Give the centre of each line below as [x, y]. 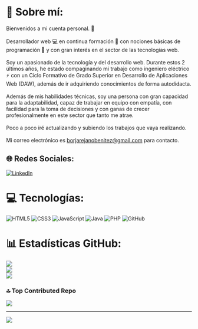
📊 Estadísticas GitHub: [64, 243]
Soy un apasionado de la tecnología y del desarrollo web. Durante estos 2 [96, 62]
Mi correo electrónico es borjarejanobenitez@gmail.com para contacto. [93, 140]
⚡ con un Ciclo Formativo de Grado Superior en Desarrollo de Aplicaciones [97, 75]
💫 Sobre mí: [35, 12]
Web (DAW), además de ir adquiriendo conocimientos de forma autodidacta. [99, 84]
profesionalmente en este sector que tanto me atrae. [70, 115]
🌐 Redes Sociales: [40, 159]
